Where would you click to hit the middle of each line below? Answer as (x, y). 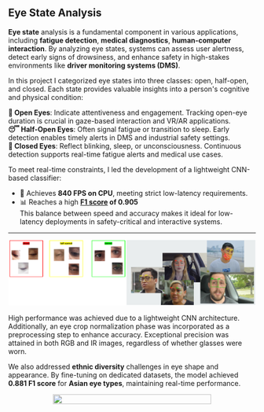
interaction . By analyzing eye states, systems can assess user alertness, (126, 48)
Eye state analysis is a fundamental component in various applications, (123, 31)
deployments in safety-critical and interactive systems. (134, 221)
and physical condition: (46, 97)
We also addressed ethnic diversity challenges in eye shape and (113, 367)
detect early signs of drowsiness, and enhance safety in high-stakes (119, 57)
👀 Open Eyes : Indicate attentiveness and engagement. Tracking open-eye (128, 112)
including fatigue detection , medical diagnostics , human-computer (120, 40)
